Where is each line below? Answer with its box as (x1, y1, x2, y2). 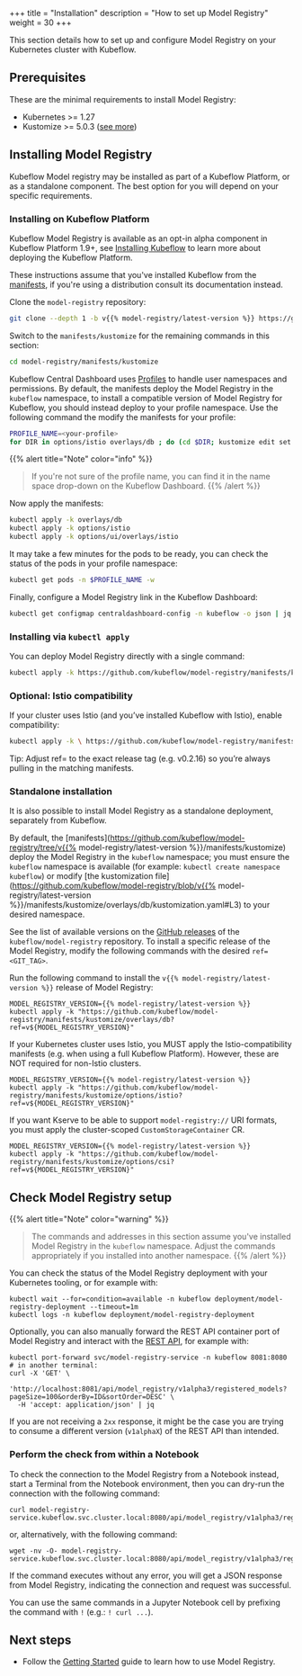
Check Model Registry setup (9, 1189, 173, 1205)
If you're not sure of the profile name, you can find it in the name (31, 471, 271, 482)
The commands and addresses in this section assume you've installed (31, 1232, 292, 1242)
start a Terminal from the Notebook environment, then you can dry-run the (9, 1478, 285, 1489)
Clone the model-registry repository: (9, 296, 147, 307)
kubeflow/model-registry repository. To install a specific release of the (9, 936, 271, 947)
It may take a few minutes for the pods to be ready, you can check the (9, 549, 269, 560)
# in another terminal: (9, 1361, 99, 1370)
